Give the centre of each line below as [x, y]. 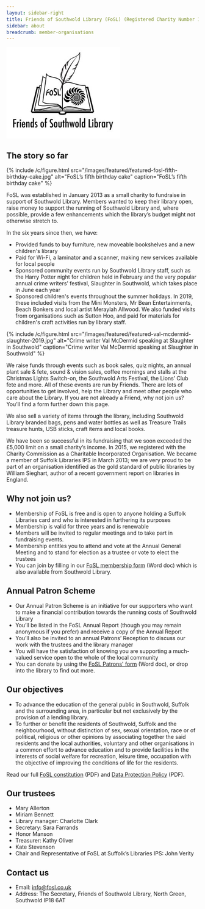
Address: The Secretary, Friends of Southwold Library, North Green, [101, 894]
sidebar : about [26, 26]
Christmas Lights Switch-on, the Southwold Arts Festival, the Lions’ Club [97, 379]
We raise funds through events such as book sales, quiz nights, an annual [99, 365]
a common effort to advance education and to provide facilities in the [102, 749]
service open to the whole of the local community [96, 657]
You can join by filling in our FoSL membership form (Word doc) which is [106, 565]
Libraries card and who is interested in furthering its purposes [93, 520]
